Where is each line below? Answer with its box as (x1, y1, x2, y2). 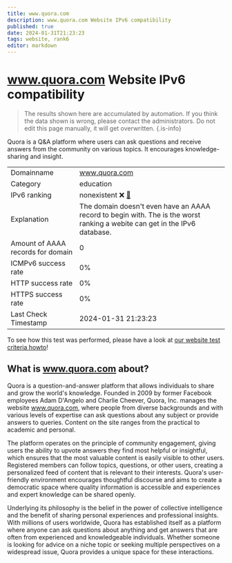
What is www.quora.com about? (7, 363, 150, 375)
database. (79, 227, 112, 237)
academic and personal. (7, 426, 76, 434)
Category (10, 179, 41, 189)
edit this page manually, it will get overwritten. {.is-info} (23, 124, 182, 132)
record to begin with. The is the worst (79, 210, 201, 220)
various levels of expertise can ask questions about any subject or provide (7, 410, 219, 419)
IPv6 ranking (10, 190, 52, 200)
